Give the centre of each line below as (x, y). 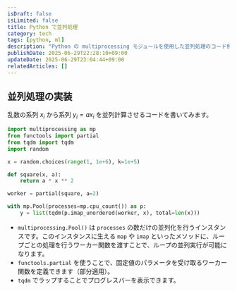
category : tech (30, 33)
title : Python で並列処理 (43, 27)
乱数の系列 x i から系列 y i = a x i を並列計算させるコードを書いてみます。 (110, 116)
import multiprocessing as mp (52, 130)
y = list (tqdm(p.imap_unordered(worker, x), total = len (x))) (110, 213)
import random (28, 149)
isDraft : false (30, 14)
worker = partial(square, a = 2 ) (53, 194)
